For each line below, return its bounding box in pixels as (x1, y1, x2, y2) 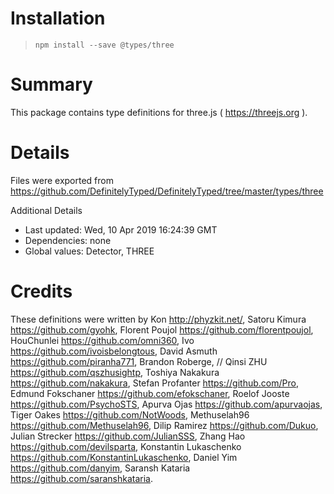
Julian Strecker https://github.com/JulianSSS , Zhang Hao (10, 430, 246, 442)
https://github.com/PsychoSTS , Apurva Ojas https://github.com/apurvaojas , (10, 398, 323, 410)
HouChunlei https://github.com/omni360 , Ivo (10, 334, 195, 346)
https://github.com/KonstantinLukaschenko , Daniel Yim (10, 451, 238, 463)
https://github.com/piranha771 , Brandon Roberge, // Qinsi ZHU (10, 355, 268, 367)
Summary (10, 73, 93, 96)
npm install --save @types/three (34, 40, 175, 50)
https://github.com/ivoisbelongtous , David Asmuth (10, 345, 218, 357)
